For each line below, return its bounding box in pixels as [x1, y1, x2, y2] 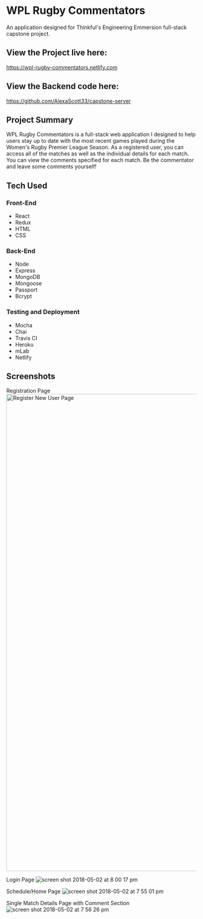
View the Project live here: [6, 48, 108, 58]
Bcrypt [14, 293, 32, 300]
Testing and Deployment [6, 308, 80, 316]
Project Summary [6, 114, 74, 125]
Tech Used [6, 180, 48, 191]
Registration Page [6, 387, 51, 394]
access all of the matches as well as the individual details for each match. [6, 150, 189, 157]
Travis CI [14, 334, 37, 342]
